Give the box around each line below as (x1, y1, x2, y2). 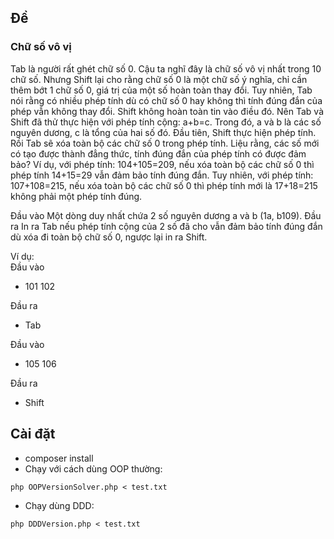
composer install (24, 452, 94, 464)
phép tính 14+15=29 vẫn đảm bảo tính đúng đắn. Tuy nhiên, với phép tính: (10, 169, 314, 181)
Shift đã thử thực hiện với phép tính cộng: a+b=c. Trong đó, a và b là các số (10, 116, 322, 128)
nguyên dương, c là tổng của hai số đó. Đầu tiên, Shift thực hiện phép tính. (10, 126, 317, 138)
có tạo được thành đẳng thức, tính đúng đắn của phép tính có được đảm (10, 147, 307, 160)
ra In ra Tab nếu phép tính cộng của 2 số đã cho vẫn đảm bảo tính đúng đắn (10, 220, 323, 232)
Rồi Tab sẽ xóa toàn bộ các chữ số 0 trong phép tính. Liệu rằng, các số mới (10, 137, 320, 149)
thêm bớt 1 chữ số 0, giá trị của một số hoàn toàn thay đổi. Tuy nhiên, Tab (10, 84, 313, 96)
